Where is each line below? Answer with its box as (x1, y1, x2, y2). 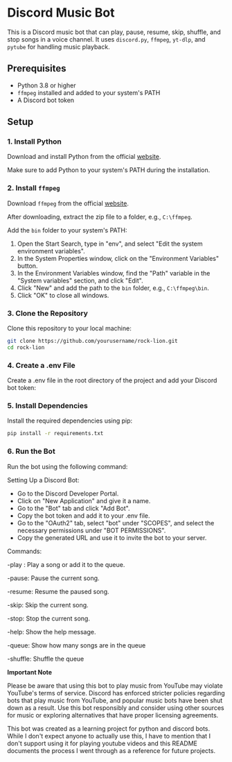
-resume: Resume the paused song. (7, 587, 109, 595)
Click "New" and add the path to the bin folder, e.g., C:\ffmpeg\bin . (17, 283, 209, 292)
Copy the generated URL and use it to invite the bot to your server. (17, 533, 207, 542)
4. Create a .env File (7, 360, 75, 370)
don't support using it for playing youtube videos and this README (7, 739, 197, 747)
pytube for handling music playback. (7, 42, 110, 51)
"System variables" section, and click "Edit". (17, 276, 143, 285)
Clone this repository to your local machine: (7, 324, 132, 332)
